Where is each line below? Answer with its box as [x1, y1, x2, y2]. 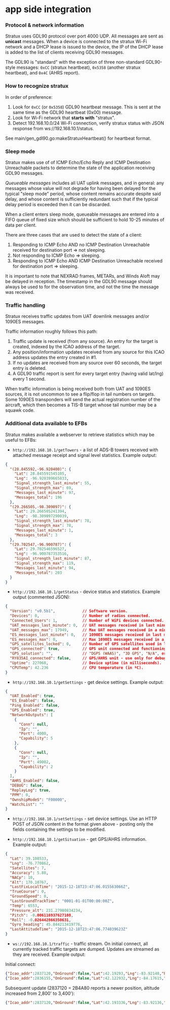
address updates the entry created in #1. [12, 355, 97, 361]
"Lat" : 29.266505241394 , [14, 509, 67, 514]
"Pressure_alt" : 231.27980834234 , [10, 908, 82, 913]
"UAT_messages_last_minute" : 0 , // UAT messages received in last [10, 623, 155, 628]
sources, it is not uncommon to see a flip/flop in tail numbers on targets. [5, 391, 155, 397]
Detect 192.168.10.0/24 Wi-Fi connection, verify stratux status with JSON [12, 120, 164, 126]
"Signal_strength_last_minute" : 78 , [14, 518, 92, 524]
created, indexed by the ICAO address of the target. [12, 343, 120, 350]
